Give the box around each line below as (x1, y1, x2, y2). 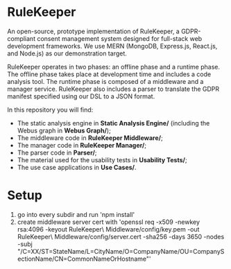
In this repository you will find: (7, 105, 94, 114)
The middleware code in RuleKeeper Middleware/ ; (17, 133, 163, 142)
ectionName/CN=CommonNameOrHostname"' (17, 254, 151, 263)
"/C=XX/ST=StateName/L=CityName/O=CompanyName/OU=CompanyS (17, 247, 225, 255)
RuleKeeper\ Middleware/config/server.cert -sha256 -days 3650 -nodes (17, 232, 225, 241)
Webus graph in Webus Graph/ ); (17, 126, 111, 134)
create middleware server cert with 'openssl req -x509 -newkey (17, 218, 200, 226)
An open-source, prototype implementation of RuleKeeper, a (7, 27, 180, 35)
